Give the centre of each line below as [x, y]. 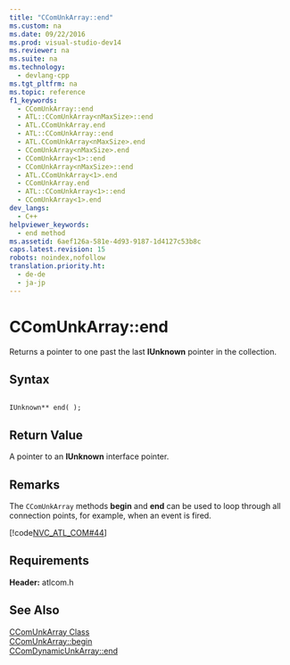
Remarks [35, 484]
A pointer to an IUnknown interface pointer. [89, 456]
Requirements [49, 561]
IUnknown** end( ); [46, 408]
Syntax [29, 379]
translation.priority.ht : [57, 267]
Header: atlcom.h [41, 582]
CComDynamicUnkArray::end [64, 651]
